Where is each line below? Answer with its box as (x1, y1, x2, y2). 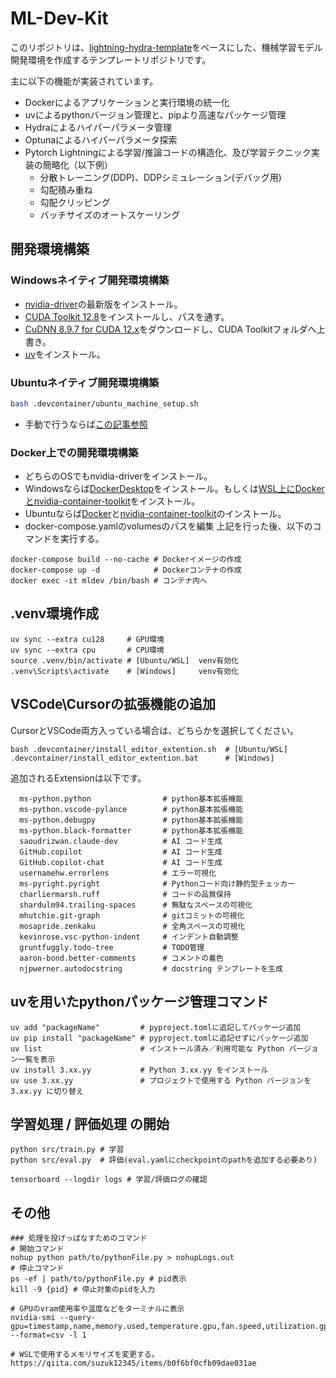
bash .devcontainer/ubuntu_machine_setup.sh (10, 398, 199, 409)
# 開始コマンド (10, 1244, 65, 1254)
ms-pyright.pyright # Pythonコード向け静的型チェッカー (19, 878, 296, 889)
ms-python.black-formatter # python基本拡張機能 (19, 825, 244, 836)
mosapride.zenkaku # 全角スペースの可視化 (19, 921, 246, 931)
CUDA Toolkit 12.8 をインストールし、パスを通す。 (24, 310, 230, 322)
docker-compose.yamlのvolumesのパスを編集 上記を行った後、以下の (24, 520, 313, 532)
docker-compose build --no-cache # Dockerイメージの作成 (10, 555, 242, 565)
